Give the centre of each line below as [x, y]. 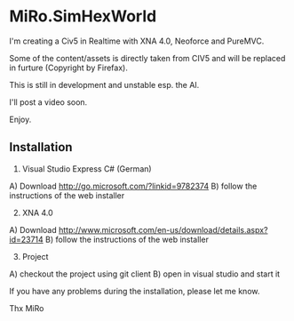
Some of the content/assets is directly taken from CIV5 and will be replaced [147, 58]
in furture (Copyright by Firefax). [69, 68]
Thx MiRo [27, 308]
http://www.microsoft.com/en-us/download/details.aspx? [163, 229]
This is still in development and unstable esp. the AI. [104, 84]
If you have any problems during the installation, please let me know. [135, 291]
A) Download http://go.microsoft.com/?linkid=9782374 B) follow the [133, 186]
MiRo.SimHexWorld [83, 16]
